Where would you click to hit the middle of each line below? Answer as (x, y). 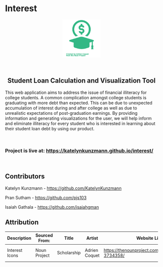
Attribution (22, 222)
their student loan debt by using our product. (50, 128)
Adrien (91, 250)
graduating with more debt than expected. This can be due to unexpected (79, 103)
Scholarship (69, 253)
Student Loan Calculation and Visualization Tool (81, 81)
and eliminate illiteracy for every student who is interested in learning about (80, 123)
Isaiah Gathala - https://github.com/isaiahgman (52, 207)
